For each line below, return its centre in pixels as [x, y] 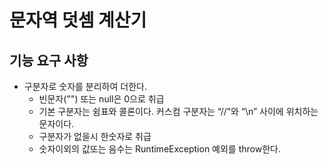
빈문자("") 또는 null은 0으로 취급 [101, 99]
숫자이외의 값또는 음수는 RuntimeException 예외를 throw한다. [159, 149]
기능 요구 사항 [49, 60]
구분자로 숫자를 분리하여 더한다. [85, 86]
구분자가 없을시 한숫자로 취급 [95, 136]
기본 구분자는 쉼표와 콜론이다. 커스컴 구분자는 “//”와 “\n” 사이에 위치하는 [178, 111]
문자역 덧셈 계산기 [78, 20]
